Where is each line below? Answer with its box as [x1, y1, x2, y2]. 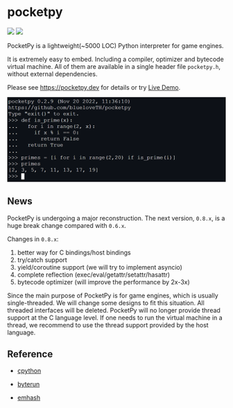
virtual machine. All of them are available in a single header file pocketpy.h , [7, 62, 221, 70]
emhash [17, 393, 41, 402]
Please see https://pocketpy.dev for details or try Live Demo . [7, 83, 181, 91]
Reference [7, 348, 53, 360]
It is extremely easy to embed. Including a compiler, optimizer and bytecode [7, 55, 224, 63]
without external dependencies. [7, 70, 98, 78]
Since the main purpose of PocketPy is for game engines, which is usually [7, 291, 218, 300]
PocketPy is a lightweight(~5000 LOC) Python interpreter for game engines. [7, 41, 224, 49]
